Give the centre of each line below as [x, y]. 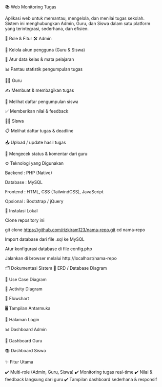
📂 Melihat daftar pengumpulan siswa [42, 102]
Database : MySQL [24, 182]
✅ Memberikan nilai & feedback [37, 111]
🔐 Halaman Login [22, 320]
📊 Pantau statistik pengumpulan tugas [44, 69]
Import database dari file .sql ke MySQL [45, 239]
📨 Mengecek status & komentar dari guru [46, 154]
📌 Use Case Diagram [26, 279]
